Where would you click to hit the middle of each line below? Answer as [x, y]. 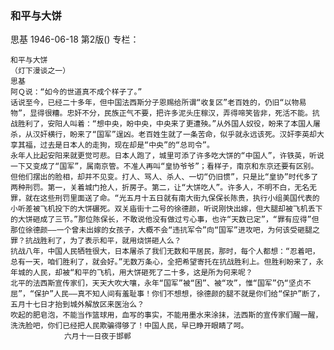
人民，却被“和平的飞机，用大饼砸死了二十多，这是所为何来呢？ [142, 273]
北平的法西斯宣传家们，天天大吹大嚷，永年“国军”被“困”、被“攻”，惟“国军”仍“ [149, 283]
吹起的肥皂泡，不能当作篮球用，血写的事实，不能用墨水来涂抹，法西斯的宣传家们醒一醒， [166, 315]
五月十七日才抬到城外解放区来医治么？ [77, 305]
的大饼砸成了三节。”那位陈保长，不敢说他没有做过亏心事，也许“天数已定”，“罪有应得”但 [165, 220]
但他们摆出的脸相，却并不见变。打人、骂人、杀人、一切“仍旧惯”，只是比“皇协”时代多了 [164, 177]
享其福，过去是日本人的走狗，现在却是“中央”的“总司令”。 [112, 145]
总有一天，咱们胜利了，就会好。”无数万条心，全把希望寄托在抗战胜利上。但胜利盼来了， [163, 262]
